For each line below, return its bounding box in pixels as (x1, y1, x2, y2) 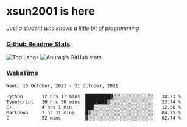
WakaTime (6, 69, 38, 78)
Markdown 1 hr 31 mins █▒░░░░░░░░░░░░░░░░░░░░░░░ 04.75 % (6, 109, 182, 115)
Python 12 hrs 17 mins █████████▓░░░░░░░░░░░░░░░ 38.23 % (6, 93, 182, 100)
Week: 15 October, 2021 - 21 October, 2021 (6, 82, 119, 89)
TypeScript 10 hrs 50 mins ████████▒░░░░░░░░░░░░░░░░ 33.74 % (6, 99, 182, 105)
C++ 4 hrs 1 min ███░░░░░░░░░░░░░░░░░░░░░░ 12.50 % (6, 104, 182, 111)
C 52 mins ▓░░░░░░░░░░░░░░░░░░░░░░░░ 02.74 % (6, 115, 182, 121)
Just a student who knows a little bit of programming (6, 24, 139, 32)
